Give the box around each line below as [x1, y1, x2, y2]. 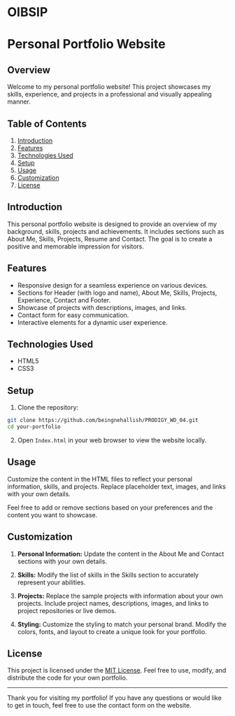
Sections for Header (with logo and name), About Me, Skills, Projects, [17, 288, 218, 297]
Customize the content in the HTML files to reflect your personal [7, 475, 192, 483]
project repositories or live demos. [17, 606, 117, 615]
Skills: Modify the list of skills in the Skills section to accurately [17, 570, 199, 579]
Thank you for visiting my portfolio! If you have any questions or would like [7, 694, 222, 702]
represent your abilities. [17, 578, 86, 587]
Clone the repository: [17, 403, 79, 412]
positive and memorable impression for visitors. [7, 242, 145, 251]
